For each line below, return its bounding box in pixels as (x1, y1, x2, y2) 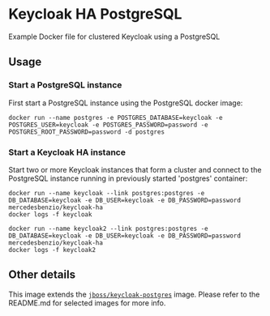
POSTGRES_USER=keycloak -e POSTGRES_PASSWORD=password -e (8, 121, 208, 129)
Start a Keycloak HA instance (8, 147, 126, 158)
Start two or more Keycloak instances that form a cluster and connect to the (8, 164, 262, 174)
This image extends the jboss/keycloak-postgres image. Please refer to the (8, 289, 260, 299)
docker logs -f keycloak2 (8, 246, 96, 254)
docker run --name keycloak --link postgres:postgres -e (8, 189, 205, 197)
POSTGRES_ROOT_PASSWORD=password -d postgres (8, 127, 165, 136)
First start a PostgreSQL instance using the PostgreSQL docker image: (8, 98, 243, 108)
